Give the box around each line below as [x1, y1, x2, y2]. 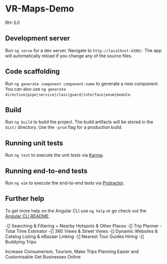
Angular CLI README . [5, 213, 50, 219]
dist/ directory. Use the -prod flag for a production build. [5, 124, 123, 130]
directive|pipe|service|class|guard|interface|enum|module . [5, 91, 132, 97]
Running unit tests [5, 139, 63, 147]
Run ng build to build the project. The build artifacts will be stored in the [5, 119, 154, 125]
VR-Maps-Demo [5, 3, 74, 15]
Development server [5, 34, 70, 43]
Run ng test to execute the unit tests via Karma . [5, 152, 104, 158]
